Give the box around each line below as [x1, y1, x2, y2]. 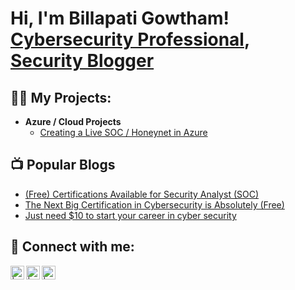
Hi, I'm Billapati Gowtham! [10, 7, 230, 30]
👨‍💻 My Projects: [10, 89, 112, 106]
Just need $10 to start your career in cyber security [24, 209, 237, 221]
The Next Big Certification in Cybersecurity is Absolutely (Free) [24, 198, 285, 211]
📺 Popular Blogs [10, 157, 116, 174]
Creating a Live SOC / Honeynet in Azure [39, 127, 208, 138]
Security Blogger [10, 50, 155, 72]
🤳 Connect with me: [10, 238, 135, 256]
